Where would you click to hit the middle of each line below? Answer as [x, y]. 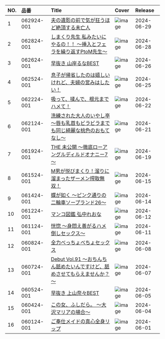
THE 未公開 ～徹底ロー [77, 147]
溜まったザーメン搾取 [75, 178]
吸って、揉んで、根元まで [80, 99]
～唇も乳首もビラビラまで [81, 123]
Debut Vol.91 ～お [71, 259]
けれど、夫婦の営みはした [80, 82]
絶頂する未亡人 [73, 28]
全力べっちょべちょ [73, 242]
